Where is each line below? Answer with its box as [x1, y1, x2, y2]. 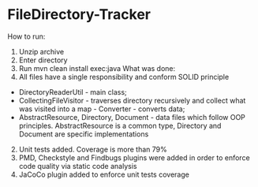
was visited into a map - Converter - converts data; [18, 104, 185, 114]
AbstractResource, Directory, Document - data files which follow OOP [18, 112, 246, 122]
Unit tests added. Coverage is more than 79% [18, 144, 167, 154]
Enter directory [18, 55, 68, 65]
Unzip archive [18, 47, 65, 56]
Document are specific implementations [18, 129, 149, 139]
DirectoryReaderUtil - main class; [18, 87, 127, 96]
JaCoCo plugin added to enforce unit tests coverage [18, 170, 190, 179]
